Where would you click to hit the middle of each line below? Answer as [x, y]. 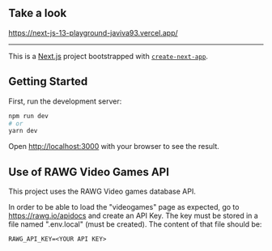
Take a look [38, 13]
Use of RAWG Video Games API [89, 172]
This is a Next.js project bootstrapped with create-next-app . [108, 56]
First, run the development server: [65, 101]
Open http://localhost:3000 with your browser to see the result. [114, 147]
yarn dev [23, 131]
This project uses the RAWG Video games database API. [102, 191]
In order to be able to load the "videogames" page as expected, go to [124, 207]
